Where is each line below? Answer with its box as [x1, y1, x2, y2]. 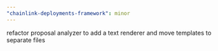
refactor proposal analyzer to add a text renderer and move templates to [6, 29, 212, 37]
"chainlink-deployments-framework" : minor [6, 10, 130, 17]
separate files [6, 35, 46, 44]
